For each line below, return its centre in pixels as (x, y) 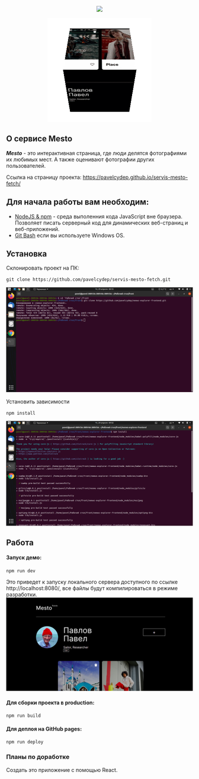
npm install (21, 413)
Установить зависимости (38, 402)
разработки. (22, 595)
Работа (20, 542)
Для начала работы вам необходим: (78, 202)
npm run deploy (25, 742)
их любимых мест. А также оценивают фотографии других (81, 159)
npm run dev (21, 571)
